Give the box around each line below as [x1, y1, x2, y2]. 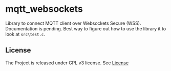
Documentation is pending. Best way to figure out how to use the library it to [5, 25, 166, 31]
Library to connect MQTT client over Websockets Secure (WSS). [5, 20, 141, 26]
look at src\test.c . [5, 31, 45, 37]
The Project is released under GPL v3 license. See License [5, 60, 129, 66]
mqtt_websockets [5, 3, 83, 15]
